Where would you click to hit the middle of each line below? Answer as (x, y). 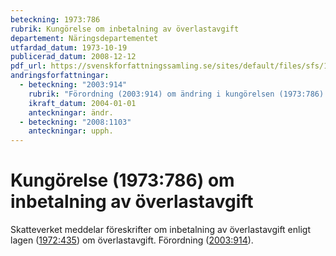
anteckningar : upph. (71, 131)
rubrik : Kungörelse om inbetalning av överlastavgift (125, 29)
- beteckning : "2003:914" (73, 85)
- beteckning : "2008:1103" (75, 122)
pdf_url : (28, 66)
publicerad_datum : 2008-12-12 (73, 57)
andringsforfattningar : (60, 76)
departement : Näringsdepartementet (84, 38)
